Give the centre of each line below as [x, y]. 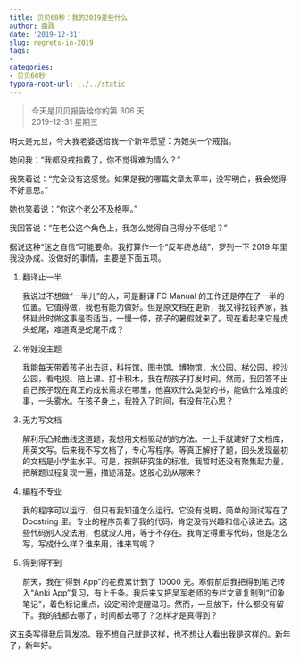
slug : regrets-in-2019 [51, 42]
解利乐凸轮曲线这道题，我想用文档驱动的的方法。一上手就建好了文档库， [155, 438]
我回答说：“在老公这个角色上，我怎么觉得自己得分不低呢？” [118, 228]
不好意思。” [29, 189]
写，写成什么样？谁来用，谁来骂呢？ [89, 543]
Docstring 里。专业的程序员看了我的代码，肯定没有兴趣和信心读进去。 [150, 521]
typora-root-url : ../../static [67, 84]
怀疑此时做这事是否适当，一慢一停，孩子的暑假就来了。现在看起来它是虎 [155, 318]
